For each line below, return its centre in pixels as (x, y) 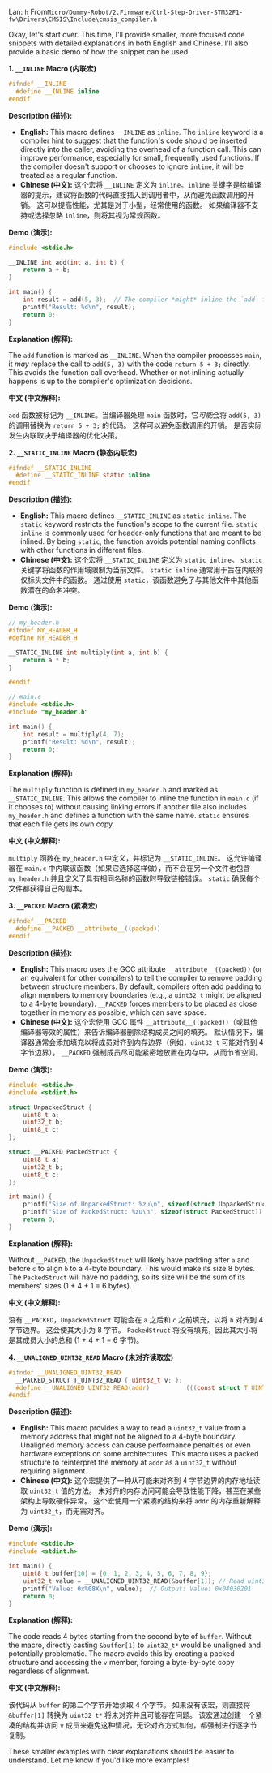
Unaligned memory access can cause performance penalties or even (135, 1445)
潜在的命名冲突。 (56, 590)
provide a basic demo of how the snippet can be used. (99, 52)
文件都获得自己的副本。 (47, 889)
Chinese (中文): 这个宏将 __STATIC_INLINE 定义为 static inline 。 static (141, 560)
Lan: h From (28, 12)
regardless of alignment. (49, 1671)
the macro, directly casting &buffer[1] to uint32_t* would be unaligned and (135, 1645)
